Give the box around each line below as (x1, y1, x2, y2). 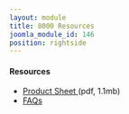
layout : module (9, 13, 67, 22)
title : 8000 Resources (9, 22, 95, 31)
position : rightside (9, 38, 88, 48)
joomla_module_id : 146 (9, 30, 95, 39)
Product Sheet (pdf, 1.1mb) (22, 86, 121, 97)
